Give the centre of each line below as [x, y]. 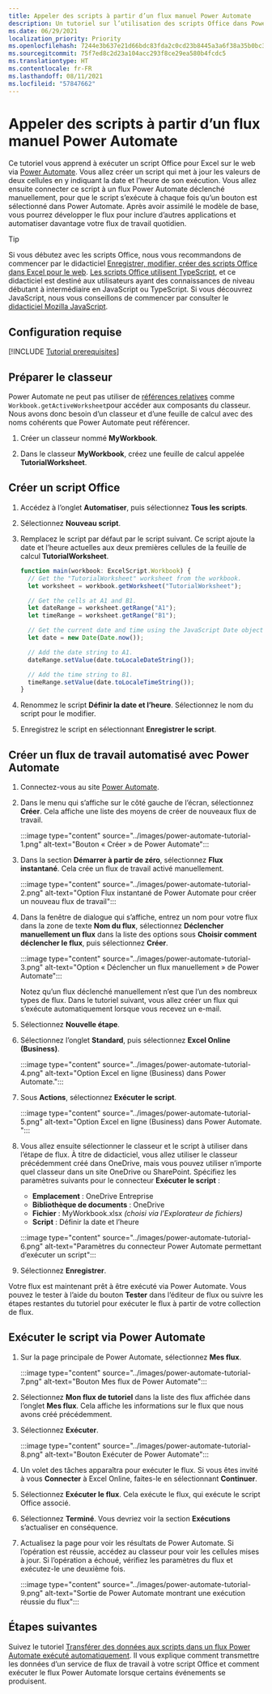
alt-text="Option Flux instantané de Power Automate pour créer [151, 893]
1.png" [31, 844]
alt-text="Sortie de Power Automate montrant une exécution [145, 1593]
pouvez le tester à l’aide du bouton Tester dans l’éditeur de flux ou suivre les [136, 1295]
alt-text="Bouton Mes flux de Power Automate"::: [125, 1381]
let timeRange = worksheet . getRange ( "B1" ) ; [102, 616]
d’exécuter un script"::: [58, 1255]
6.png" [31, 1246]
